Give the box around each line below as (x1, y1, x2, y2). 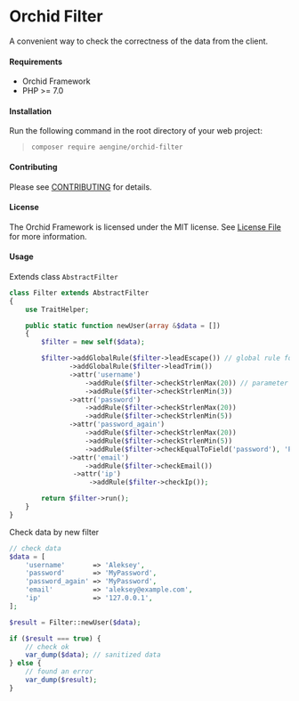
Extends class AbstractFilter (9, 271, 118, 281)
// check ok (25, 642, 69, 651)
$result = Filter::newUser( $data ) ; (9, 617, 141, 627)
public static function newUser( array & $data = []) (25, 321, 221, 330)
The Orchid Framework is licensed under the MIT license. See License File (9, 221, 282, 232)
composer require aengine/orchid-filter (30, 143, 183, 152)
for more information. (9, 231, 87, 241)
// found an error (25, 667, 93, 676)
